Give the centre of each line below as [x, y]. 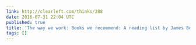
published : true [26, 22]
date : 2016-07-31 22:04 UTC [40, 17]
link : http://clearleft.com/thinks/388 [55, 11]
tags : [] [17, 33]
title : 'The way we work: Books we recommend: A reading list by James [95, 28]
